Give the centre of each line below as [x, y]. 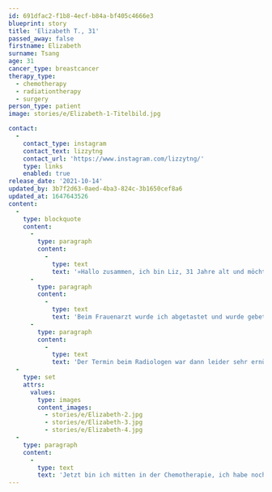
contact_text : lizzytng [63, 151]
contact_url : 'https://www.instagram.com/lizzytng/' [114, 159]
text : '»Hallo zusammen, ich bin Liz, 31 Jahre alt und [148, 272]
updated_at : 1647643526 [49, 196]
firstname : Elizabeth [45, 46]
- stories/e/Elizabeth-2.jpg [93, 415]
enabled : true [47, 174]
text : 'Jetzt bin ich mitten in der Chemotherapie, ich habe [143, 475]
